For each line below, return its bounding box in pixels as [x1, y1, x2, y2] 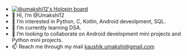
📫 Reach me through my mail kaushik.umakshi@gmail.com [11, 43, 155, 50]
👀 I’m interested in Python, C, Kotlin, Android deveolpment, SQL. [11, 18, 166, 24]
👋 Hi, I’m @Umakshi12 [11, 12, 65, 19]
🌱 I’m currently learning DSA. [11, 24, 82, 31]
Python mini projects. [11, 37, 63, 43]
